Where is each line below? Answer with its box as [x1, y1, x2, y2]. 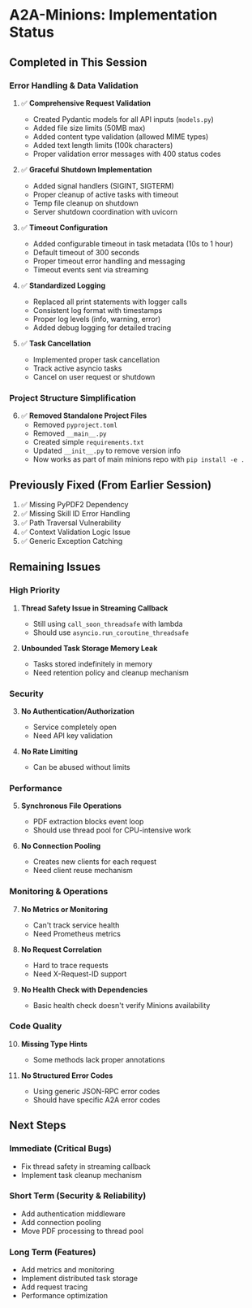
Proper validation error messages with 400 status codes [32, 149, 221, 159]
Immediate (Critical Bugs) [9, 1143, 113, 1154]
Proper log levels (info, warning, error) [32, 314, 161, 324]
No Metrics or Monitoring [20, 904, 109, 914]
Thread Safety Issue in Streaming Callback [20, 603, 169, 613]
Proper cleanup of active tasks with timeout [32, 189, 179, 199]
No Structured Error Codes [20, 1071, 113, 1080]
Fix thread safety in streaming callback [20, 1161, 151, 1171]
